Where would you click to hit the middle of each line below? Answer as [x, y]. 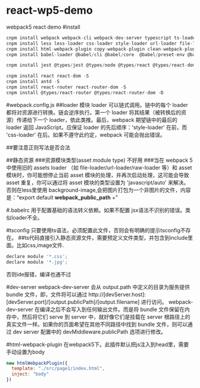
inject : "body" [30, 374]
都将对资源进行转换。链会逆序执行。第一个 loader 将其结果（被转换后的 [94, 112]
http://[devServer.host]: [117, 294]
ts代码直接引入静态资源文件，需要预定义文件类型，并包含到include [106, 238]
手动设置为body [26, 352]
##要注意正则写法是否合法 [38, 147]
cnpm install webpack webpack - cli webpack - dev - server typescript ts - [94, 38]
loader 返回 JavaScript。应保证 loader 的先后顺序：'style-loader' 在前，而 [97, 127]
